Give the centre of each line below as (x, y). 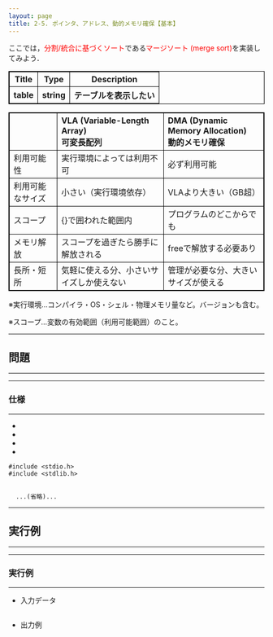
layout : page (30, 16)
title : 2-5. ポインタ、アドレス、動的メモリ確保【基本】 (94, 24)
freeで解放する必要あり (212, 248)
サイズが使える (196, 282)
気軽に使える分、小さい (106, 270)
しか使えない (102, 282)
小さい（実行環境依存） (106, 192)
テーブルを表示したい (115, 95)
